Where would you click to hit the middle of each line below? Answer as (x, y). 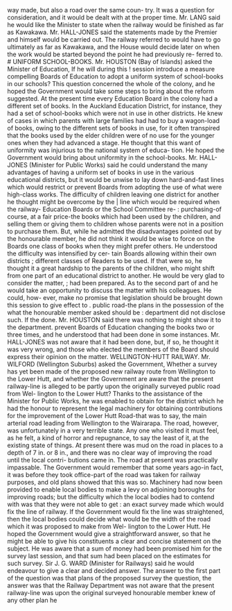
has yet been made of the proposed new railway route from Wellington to (111, 371)
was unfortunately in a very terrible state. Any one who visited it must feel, (113, 430)
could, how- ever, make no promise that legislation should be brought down (115, 298)
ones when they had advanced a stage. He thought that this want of (104, 143)
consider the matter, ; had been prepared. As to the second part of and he (113, 283)
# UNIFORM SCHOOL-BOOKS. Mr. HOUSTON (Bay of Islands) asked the (110, 61)
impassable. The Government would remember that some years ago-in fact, (115, 467)
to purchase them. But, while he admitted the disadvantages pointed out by (114, 231)
